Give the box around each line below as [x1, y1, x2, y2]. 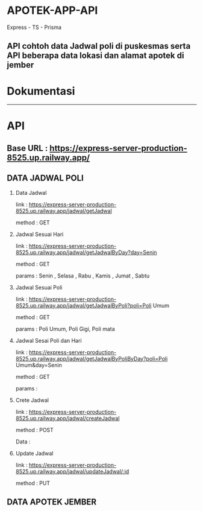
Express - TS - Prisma [7, 24, 62, 31]
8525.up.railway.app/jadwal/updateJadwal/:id [15, 468, 130, 475]
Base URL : [7, 143, 48, 153]
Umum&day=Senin [15, 361, 62, 369]
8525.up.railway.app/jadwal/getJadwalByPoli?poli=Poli [15, 302, 152, 309]
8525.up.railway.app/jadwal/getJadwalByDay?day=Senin [15, 249, 157, 256]
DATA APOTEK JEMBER [7, 497, 97, 507]
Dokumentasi [7, 84, 75, 98]
